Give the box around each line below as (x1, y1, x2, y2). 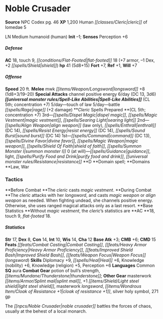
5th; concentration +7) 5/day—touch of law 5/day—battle (5, 101, 121, 107)
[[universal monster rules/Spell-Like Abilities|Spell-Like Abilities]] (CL (5, 96, 150, 102)
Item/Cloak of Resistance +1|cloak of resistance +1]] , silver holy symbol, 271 (5, 289, 159, 295)
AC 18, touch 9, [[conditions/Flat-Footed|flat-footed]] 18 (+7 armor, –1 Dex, (5, 57, 155, 63)
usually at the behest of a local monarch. (5, 308, 87, 314)
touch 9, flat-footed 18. (5, 213, 51, 219)
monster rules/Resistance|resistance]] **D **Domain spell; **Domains (5, 158, 150, 164)
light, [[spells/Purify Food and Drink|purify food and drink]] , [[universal (5, 153, 148, 159)
